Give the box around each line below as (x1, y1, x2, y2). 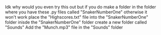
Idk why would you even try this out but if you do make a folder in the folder (5, 4, 156, 10)
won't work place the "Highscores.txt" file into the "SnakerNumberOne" (5, 14, 148, 20)
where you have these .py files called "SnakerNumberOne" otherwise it (5, 9, 147, 15)
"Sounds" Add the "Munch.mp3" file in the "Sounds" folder (5, 24, 123, 30)
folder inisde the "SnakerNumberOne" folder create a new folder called (5, 19, 147, 25)
